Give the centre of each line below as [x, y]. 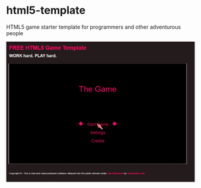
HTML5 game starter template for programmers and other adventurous [94, 27]
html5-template [46, 10]
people [15, 33]
